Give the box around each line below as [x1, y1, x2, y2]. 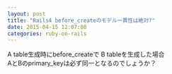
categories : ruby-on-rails [7, 30, 87, 37]
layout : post [7, 10, 46, 18]
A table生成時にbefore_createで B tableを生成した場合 [7, 50, 165, 58]
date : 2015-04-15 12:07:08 [7, 23, 87, 30]
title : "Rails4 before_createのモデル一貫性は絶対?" [7, 17, 156, 24]
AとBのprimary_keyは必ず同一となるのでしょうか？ [7, 59, 157, 68]
